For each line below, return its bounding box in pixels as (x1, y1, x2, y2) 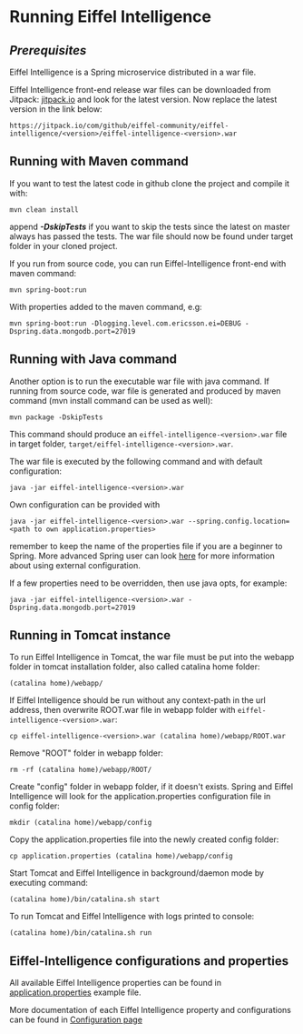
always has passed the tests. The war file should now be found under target (9, 230, 294, 242)
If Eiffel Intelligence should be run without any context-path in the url (9, 695, 266, 706)
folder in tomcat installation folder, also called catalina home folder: (9, 661, 260, 672)
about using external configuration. (9, 559, 141, 570)
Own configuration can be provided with (9, 498, 161, 510)
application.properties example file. (9, 987, 142, 998)
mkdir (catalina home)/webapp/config (9, 818, 152, 828)
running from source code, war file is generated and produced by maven (9, 385, 281, 397)
